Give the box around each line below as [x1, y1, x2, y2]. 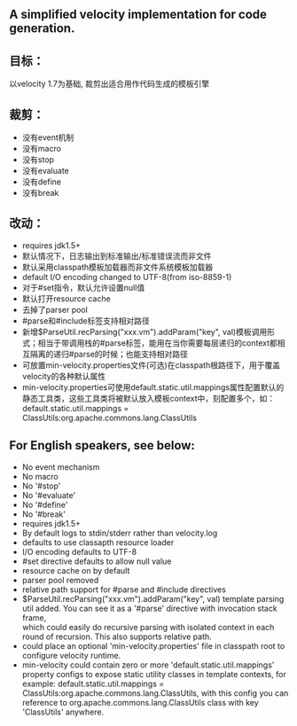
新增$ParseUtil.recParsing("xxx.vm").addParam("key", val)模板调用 [21, 326, 268, 337]
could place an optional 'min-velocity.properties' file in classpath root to [21, 640, 285, 651]
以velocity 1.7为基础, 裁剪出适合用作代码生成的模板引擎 [9, 79, 210, 90]
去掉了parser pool [21, 304, 89, 315]
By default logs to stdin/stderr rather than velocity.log [21, 527, 218, 538]
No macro [21, 471, 59, 481]
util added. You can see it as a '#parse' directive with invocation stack [21, 603, 277, 613]
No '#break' [21, 509, 66, 519]
